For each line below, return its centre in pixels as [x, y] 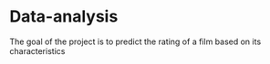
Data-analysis [64, 17]
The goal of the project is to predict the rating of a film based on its [135, 41]
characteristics [37, 50]
